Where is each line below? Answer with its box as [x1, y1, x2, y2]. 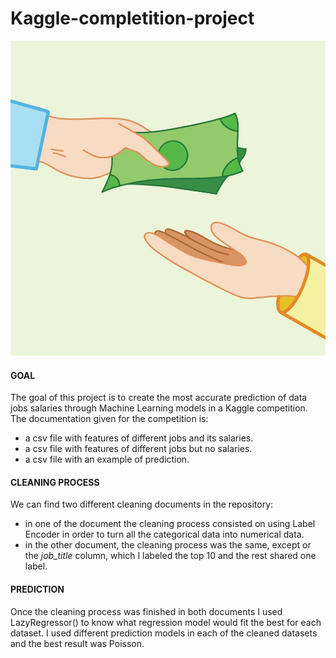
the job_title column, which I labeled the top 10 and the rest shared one [24, 550, 317, 562]
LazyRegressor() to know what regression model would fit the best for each [10, 616, 322, 628]
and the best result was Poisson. [10, 637, 145, 649]
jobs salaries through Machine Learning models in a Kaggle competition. [10, 402, 308, 414]
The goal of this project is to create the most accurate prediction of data [10, 392, 308, 404]
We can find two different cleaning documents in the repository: [10, 498, 274, 511]
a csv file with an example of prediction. [24, 453, 190, 466]
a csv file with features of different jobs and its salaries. [24, 432, 254, 444]
